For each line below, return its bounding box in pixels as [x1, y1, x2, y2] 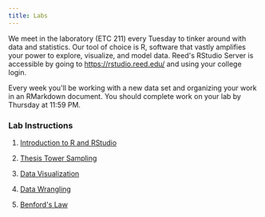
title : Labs [8, 11, 48, 20]
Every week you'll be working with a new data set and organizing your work [8, 83, 257, 93]
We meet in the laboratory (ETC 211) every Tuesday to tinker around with [8, 34, 247, 43]
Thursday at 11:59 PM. [8, 100, 81, 109]
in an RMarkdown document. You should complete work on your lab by [8, 91, 242, 101]
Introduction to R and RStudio [19, 137, 117, 148]
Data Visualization [19, 168, 80, 178]
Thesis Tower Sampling [19, 153, 97, 163]
